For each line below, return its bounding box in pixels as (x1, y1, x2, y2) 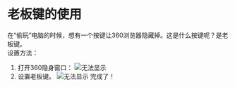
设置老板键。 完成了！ (17, 72, 115, 81)
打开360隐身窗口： (17, 63, 73, 72)
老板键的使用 (7, 6, 83, 22)
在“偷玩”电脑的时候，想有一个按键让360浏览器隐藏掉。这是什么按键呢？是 (7, 31, 222, 39)
